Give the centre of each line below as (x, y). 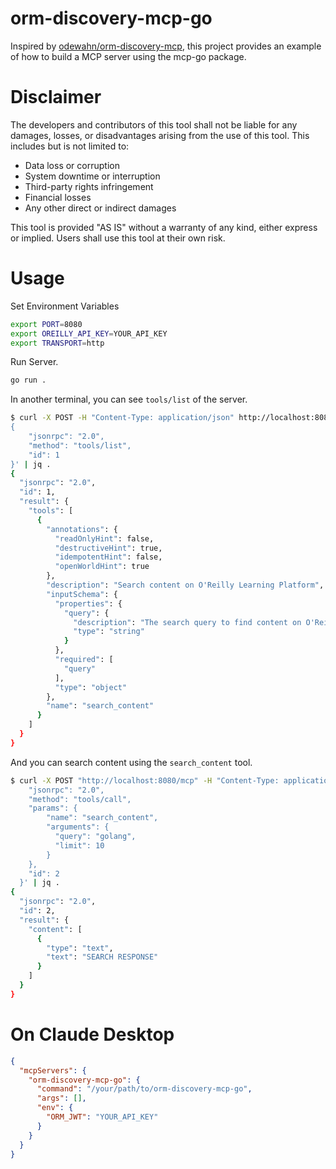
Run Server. (34, 362)
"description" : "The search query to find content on (187, 622)
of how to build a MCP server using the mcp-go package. (128, 56)
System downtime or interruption (92, 176)
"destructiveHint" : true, (108, 548)
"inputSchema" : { (82, 594)
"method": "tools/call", (80, 799)
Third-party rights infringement (89, 186)
